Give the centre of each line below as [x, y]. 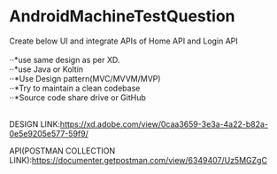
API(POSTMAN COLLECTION [62, 150]
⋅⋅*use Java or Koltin [46, 69]
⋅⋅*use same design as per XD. [65, 59]
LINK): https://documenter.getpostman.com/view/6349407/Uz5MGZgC [138, 160]
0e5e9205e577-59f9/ [49, 133]
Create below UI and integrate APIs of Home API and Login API [124, 41]
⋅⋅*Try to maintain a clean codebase [75, 88]
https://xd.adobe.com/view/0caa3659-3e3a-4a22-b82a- [164, 124]
